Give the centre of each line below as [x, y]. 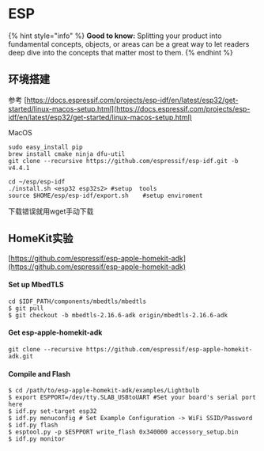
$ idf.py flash [33, 425]
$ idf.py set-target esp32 [53, 411]
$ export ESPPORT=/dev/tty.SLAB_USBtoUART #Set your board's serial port [132, 398]
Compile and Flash [40, 373]
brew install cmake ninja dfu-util [67, 154]
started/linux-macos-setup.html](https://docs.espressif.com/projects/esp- [129, 108]
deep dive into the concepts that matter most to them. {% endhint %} [121, 52]
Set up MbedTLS [36, 285]
